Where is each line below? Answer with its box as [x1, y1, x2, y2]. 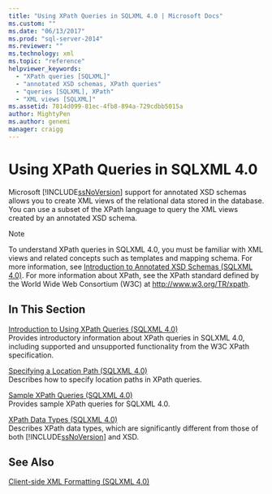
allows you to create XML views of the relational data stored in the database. [8, 196, 265, 206]
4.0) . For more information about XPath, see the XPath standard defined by [8, 270, 260, 280]
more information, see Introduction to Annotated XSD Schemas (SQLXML [8, 262, 253, 271]
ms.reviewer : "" [8, 42, 63, 50]
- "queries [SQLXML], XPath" [15, 87, 114, 96]
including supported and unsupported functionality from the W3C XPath [8, 341, 250, 351]
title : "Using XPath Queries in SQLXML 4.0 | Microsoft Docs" [8, 11, 223, 20]
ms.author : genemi [8, 118, 71, 126]
